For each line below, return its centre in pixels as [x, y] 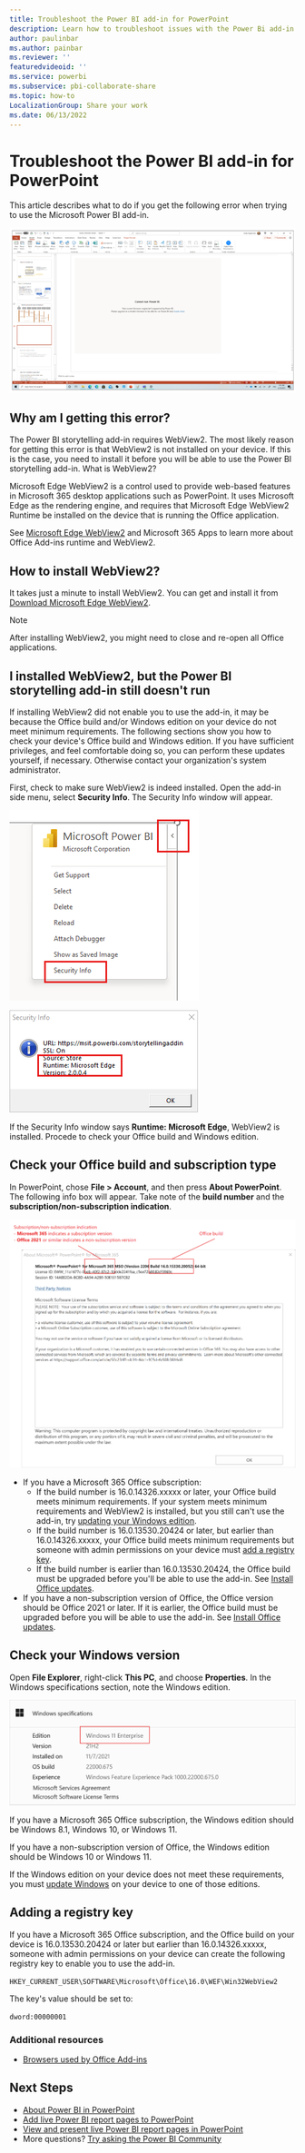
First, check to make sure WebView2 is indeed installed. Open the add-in [145, 788]
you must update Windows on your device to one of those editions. [135, 1883]
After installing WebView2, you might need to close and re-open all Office [147, 638]
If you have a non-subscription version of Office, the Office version [148, 1597]
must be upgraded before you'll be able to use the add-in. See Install [164, 1578]
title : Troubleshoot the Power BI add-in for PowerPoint [119, 19]
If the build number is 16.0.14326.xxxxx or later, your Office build [156, 1491]
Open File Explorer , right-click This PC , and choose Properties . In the [140, 1677]
